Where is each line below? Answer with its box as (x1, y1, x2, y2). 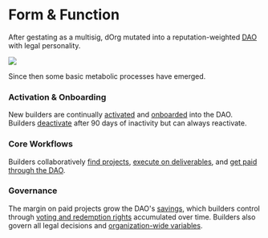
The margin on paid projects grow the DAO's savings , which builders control (8, 203, 261, 213)
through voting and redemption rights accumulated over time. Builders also (8, 211, 256, 222)
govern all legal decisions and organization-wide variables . (8, 220, 203, 230)
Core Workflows (8, 138, 74, 150)
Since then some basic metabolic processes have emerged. (8, 71, 206, 81)
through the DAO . (8, 165, 66, 174)
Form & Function (8, 6, 120, 24)
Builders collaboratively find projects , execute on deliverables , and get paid (8, 157, 258, 166)
